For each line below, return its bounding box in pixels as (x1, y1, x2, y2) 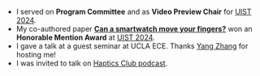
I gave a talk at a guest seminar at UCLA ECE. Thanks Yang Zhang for (15, 41, 249, 51)
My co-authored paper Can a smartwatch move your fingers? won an (15, 24, 253, 33)
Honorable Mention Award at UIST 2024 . (15, 32, 156, 42)
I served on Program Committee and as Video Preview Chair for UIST (15, 7, 252, 16)
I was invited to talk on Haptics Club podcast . (15, 58, 168, 68)
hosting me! (15, 50, 57, 59)
